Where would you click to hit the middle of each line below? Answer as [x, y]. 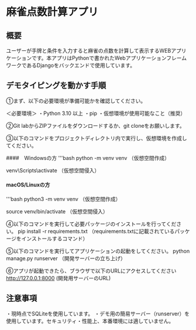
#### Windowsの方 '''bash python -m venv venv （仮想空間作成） [88, 158]
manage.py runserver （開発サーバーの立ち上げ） [66, 258]
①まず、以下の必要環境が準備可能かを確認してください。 [76, 101]
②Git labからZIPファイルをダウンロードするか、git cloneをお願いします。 [96, 125]
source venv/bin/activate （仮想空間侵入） [57, 212]
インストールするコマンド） [55, 239]
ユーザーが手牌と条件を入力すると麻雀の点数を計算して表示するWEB [89, 51]
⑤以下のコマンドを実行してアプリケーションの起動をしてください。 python [98, 251]
